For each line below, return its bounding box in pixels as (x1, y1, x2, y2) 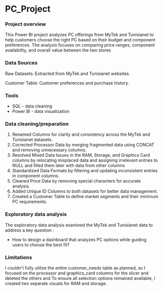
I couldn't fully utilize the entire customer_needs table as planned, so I (5, 265, 145, 271)
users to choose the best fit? (12, 242, 70, 248)
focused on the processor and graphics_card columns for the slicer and (5, 270, 149, 276)
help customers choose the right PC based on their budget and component (5, 37, 156, 43)
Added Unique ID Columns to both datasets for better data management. (12, 188, 158, 194)
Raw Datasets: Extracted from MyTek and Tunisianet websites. (5, 71, 130, 76)
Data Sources (5, 59, 38, 66)
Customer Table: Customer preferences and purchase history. (5, 80, 129, 86)
